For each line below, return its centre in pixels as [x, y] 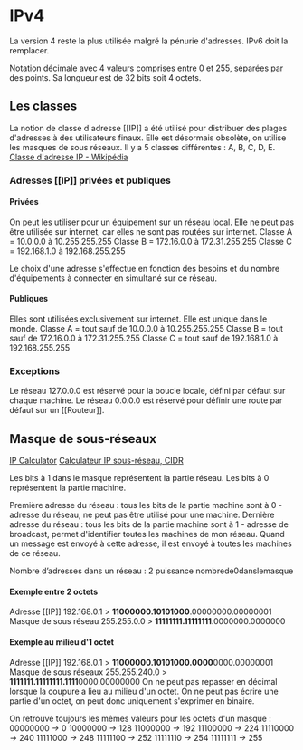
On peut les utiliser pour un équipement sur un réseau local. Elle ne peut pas [152, 222]
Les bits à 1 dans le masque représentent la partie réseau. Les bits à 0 [139, 478]
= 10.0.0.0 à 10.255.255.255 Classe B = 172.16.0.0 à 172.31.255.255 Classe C [151, 241]
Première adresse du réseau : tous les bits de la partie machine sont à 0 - [146, 505]
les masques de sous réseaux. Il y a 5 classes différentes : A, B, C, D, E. [142, 147]
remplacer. [29, 50]
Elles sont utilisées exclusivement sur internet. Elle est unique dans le [138, 319]
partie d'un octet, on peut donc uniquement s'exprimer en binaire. [132, 701]
